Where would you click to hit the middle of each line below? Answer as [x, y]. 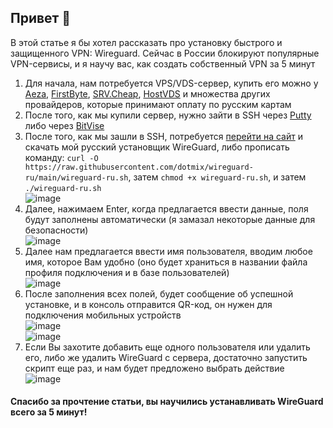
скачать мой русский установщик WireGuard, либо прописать [157, 147]
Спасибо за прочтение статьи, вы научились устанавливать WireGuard [167, 402]
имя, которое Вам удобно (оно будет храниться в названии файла [166, 262]
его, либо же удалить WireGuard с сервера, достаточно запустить [166, 357]
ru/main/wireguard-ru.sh [76, 177]
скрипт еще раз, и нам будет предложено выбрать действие [154, 368]
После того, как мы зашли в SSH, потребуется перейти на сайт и [163, 136]
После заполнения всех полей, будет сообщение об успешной [159, 293]
